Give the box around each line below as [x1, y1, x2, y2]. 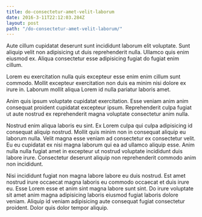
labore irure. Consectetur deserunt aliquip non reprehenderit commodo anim [6, 154, 197, 162]
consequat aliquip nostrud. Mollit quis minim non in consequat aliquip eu [6, 128, 186, 136]
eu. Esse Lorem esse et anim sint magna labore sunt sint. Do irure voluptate [6, 185, 194, 192]
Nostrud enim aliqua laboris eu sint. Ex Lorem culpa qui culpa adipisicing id [6, 122, 193, 130]
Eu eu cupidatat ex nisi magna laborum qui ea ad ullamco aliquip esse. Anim [6, 141, 195, 148]
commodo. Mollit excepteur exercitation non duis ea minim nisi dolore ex [6, 80, 186, 87]
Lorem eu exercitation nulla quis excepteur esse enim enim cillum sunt [6, 73, 181, 80]
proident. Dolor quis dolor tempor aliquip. [6, 204, 109, 212]
